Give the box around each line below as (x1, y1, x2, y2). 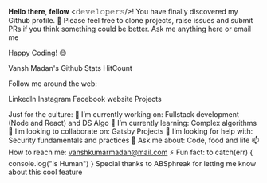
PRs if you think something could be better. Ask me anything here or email (8, 24, 252, 33)
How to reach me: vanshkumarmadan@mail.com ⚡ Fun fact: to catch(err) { (8, 147, 253, 157)
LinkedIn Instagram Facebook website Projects (8, 95, 162, 103)
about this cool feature (8, 167, 83, 177)
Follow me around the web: (8, 79, 98, 88)
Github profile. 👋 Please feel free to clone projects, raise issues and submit (8, 16, 253, 25)
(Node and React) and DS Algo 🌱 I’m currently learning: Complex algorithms (8, 119, 257, 127)
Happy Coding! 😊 (8, 48, 67, 57)
